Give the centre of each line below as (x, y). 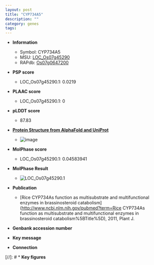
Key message (27, 238)
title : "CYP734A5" (24, 14)
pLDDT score (26, 111)
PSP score (23, 72)
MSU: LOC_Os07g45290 (45, 57)
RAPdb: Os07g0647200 (44, 63)
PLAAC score (26, 91)
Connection (25, 248)
